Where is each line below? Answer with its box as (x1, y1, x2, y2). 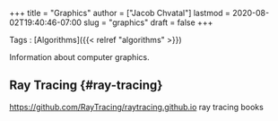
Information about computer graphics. (9, 52, 150, 62)
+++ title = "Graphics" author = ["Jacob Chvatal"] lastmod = (9, 8, 231, 18)
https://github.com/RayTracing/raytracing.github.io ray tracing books (9, 101, 265, 112)
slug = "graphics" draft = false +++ (83, 17, 213, 28)
